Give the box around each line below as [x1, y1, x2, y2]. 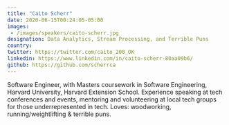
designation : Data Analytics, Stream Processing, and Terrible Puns [7, 36, 209, 43]
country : [7, 42, 33, 49]
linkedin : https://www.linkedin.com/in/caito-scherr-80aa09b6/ [7, 55, 194, 62]
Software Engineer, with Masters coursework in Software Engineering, [7, 80, 208, 88]
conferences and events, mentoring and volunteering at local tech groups [7, 95, 217, 104]
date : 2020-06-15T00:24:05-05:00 [7, 17, 104, 23]
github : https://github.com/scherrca [7, 61, 116, 68]
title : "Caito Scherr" [7, 10, 73, 17]
